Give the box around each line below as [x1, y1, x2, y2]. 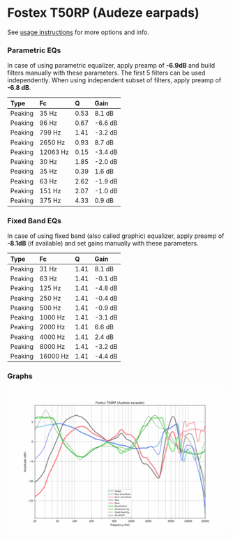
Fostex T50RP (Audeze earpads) [7, 5, 200, 21]
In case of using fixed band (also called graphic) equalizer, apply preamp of [7, 232, 225, 240]
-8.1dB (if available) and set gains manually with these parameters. [7, 239, 199, 248]
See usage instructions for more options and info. [7, 28, 150, 36]
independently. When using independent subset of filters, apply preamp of [7, 76, 222, 84]
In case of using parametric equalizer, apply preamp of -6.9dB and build [7, 61, 216, 70]
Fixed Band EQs [7, 216, 61, 225]
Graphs [7, 371, 33, 381]
